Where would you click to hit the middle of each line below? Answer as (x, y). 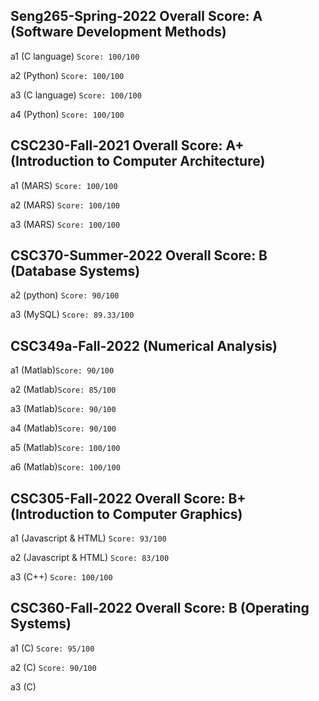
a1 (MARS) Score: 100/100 (64, 185)
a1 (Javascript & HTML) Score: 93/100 (88, 538)
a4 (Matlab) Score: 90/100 (63, 428)
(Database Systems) (75, 271)
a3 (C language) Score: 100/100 (76, 95)
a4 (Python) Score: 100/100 (67, 114)
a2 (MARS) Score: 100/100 (65, 205)
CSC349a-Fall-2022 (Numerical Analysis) (144, 345)
